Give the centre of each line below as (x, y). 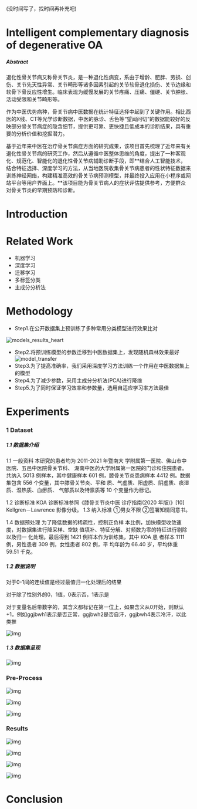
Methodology (40, 311)
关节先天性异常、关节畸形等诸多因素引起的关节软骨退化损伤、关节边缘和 (103, 84)
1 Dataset (20, 430)
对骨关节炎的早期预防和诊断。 (42, 190)
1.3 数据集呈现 (23, 648)
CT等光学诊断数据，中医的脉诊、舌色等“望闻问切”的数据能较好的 (108, 119)
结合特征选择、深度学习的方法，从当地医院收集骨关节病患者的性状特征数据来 (98, 168)
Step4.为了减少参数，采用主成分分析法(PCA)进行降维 (78, 381)
